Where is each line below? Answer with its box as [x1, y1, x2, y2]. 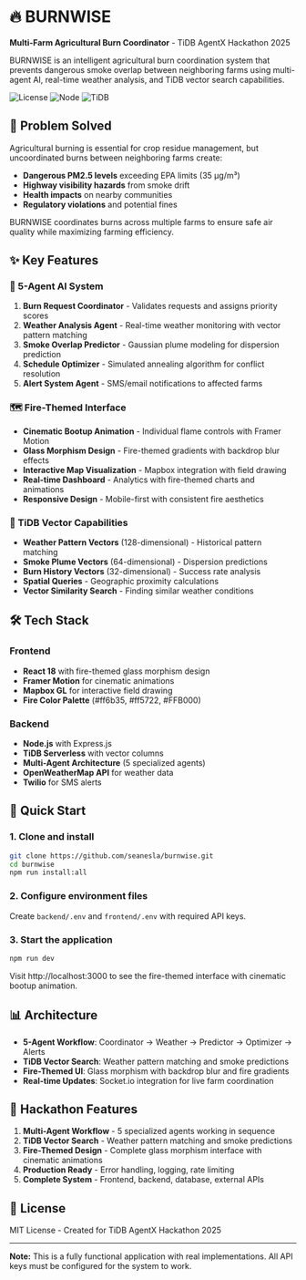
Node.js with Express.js [22, 738, 112, 749]
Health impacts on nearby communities [22, 189, 173, 200]
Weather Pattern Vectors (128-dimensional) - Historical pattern [22, 537, 262, 548]
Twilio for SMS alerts [22, 777, 102, 788]
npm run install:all [9, 868, 88, 877]
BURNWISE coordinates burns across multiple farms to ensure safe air [9, 216, 273, 227]
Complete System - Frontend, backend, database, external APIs [22, 1174, 264, 1185]
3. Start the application [9, 933, 113, 945]
